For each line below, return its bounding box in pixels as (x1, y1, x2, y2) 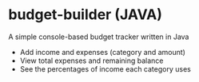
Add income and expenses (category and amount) (19, 47, 186, 57)
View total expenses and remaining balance (19, 56, 164, 65)
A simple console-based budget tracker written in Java (8, 32, 189, 41)
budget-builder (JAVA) (8, 6, 162, 24)
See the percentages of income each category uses (19, 64, 192, 73)
